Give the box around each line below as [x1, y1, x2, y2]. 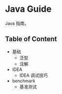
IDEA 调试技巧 [19, 72, 48, 78]
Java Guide [5, 3, 52, 15]
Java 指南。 [5, 20, 29, 26]
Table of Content [5, 35, 57, 43]
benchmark [12, 78, 36, 84]
